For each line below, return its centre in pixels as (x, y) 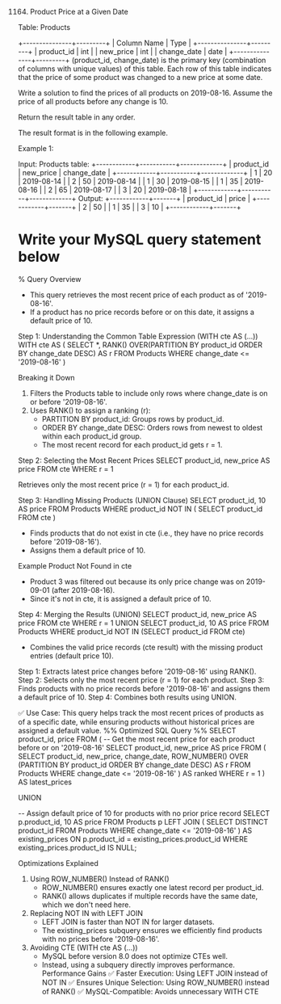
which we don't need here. (86, 905)
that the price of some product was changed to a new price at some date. (140, 77)
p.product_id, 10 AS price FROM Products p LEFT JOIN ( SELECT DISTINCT (143, 821)
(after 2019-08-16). (83, 590)
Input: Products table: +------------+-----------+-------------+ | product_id (144, 164)
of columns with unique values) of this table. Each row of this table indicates (145, 69)
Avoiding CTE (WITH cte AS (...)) (84, 947)
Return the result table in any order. (77, 117)
